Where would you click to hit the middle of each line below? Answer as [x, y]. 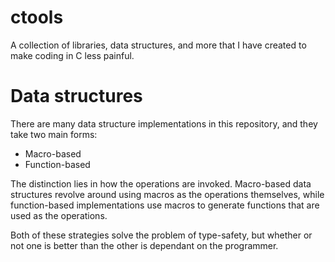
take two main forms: [54, 134]
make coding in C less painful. [72, 55]
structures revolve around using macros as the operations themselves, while [167, 194]
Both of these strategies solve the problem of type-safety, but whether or [161, 235]
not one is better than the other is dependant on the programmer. [144, 245]
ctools [37, 17]
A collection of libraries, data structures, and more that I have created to [158, 45]
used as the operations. [59, 215]
